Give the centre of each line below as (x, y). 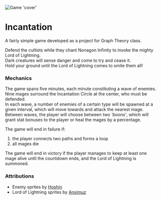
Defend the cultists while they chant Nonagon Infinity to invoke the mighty (79, 50)
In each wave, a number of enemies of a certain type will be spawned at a (79, 104)
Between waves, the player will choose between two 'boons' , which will (77, 115)
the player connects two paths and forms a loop (60, 139)
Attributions (20, 176)
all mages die (25, 144)
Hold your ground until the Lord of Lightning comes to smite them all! (74, 65)
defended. (15, 99)
